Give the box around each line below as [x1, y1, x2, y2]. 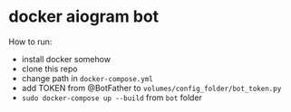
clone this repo [21, 63, 78, 74]
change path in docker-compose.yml [21, 72, 153, 83]
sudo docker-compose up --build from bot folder [21, 92, 203, 103]
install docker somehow [21, 53, 111, 64]
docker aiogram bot [8, 6, 160, 27]
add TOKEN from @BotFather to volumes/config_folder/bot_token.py [21, 82, 282, 93]
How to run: [8, 36, 53, 47]
